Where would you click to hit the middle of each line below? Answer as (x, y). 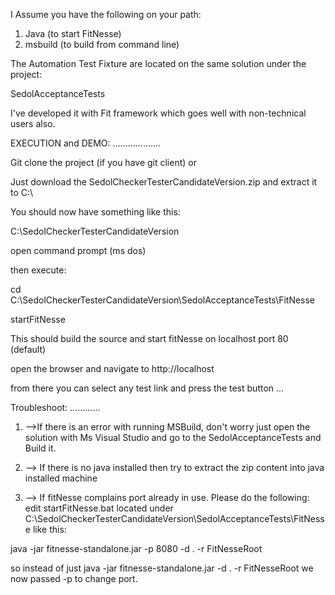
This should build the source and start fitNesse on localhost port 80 (149, 338)
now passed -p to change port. (74, 578)
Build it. (40, 448)
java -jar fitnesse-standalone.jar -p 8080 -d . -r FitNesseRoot (136, 548)
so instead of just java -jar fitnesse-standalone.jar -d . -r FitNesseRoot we (162, 568)
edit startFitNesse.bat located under (99, 508)
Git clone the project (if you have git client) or (103, 162)
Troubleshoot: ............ (55, 407)
